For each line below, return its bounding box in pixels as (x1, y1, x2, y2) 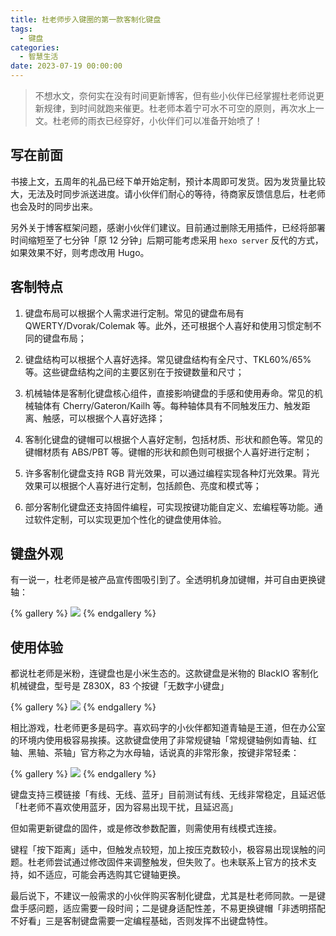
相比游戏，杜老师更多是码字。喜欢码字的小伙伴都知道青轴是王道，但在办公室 (10, 722, 326, 734)
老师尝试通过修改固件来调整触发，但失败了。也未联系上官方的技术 (36, 856, 308, 868)
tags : (10, 24, 33, 34)
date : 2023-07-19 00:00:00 (10, 61, 123, 71)
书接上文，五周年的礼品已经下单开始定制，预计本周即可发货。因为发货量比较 (10, 175, 326, 187)
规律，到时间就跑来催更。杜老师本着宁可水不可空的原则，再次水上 (43, 102, 316, 114)
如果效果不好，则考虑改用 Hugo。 (10, 246, 150, 258)
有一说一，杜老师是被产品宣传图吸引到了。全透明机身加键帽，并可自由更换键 (10, 574, 326, 586)
